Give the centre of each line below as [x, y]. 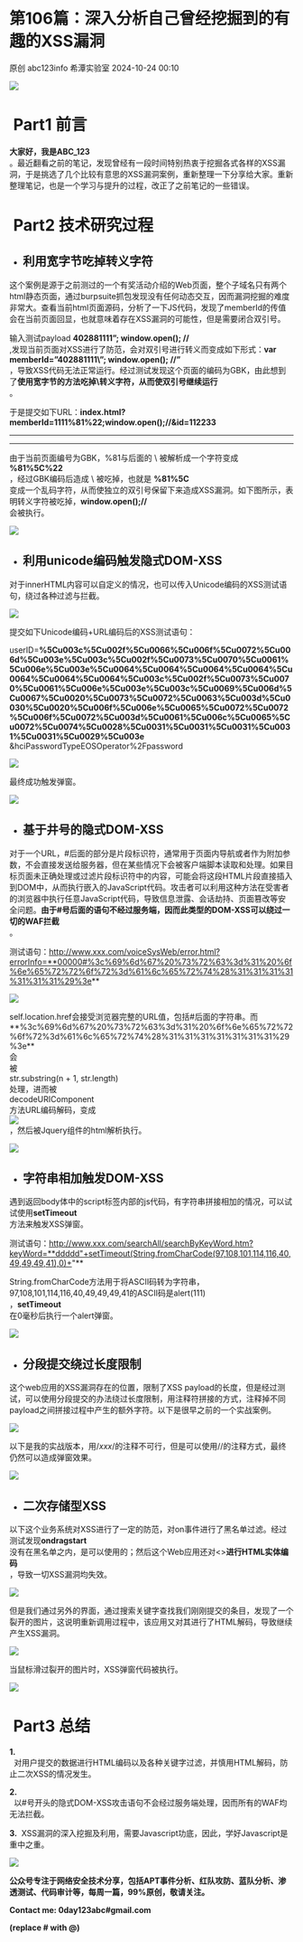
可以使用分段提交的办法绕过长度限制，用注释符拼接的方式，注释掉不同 [155, 1399]
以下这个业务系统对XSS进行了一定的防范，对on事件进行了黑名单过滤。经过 [148, 1529]
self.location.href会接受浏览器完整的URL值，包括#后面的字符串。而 [134, 1016]
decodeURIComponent [52, 1098]
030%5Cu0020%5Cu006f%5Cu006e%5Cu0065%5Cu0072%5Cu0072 [149, 707]
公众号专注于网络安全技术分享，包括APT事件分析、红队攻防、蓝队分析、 [144, 1881]
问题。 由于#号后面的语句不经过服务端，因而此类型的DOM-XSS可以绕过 [149, 910]
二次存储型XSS [64, 1506]
